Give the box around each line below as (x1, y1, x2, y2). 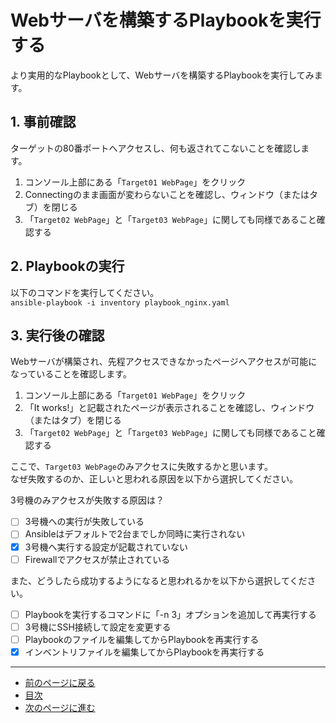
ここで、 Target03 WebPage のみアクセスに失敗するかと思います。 (10, 461, 273, 473)
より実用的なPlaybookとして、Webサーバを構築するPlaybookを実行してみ (10, 69, 315, 81)
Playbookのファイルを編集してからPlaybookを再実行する (24, 633, 260, 645)
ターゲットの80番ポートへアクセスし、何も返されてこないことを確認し (10, 142, 302, 154)
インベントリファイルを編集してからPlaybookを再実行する (24, 646, 265, 658)
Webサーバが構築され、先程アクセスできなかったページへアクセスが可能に (10, 356, 318, 368)
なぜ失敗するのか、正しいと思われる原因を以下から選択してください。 (10, 473, 299, 485)
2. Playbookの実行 (10, 258, 125, 275)
